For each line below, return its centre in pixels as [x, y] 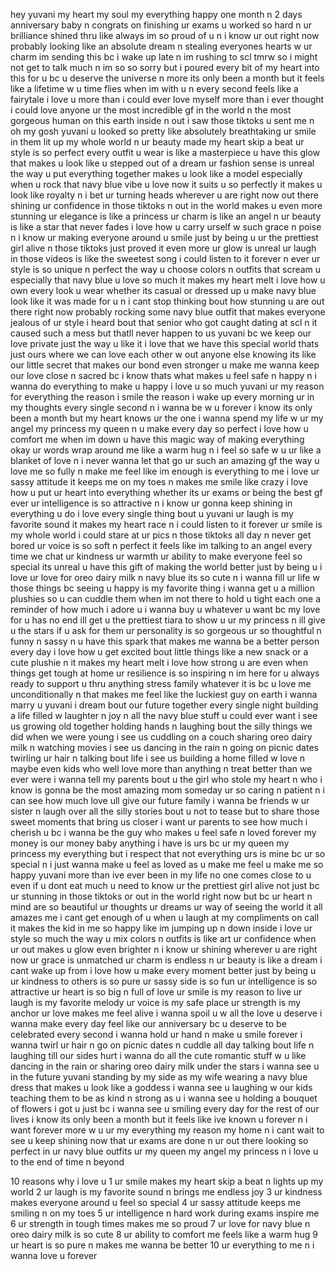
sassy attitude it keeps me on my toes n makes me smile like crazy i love [159, 482]
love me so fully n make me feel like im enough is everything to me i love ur [165, 471]
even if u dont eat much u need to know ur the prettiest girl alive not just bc [165, 885]
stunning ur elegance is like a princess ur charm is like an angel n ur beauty [166, 216]
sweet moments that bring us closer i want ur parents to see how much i [159, 822]
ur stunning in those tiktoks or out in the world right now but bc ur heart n [161, 896]
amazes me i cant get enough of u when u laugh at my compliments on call [165, 917]
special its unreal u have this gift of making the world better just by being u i [166, 567]
